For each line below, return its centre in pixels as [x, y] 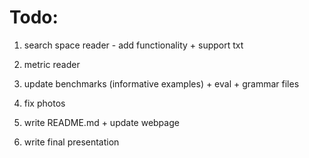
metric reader [52, 64]
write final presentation [71, 142]
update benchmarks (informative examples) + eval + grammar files [161, 83]
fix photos [44, 103]
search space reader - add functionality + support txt [133, 45]
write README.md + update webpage [101, 122]
